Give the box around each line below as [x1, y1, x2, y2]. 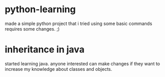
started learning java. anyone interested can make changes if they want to [5, 60, 160, 67]
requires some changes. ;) [5, 25, 60, 32]
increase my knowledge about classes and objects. [5, 66, 113, 72]
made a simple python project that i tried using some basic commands [5, 20, 152, 27]
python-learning [5, 4, 76, 15]
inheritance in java [5, 44, 85, 56]
